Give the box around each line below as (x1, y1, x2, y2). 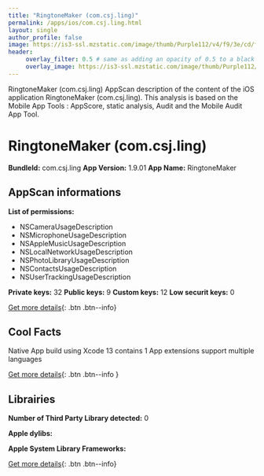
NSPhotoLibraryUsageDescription (19, 255, 130, 264)
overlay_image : (25, 63, 76, 71)
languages (8, 355, 42, 364)
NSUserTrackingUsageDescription (19, 272, 131, 282)
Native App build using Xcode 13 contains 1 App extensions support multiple (8, 346, 255, 356)
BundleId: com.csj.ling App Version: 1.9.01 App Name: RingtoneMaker (8, 163, 237, 172)
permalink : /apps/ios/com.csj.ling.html (8, 19, 143, 27)
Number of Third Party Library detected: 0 (8, 414, 149, 423)
